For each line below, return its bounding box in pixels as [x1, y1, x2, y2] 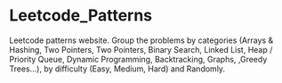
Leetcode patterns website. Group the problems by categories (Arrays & [9, 35, 274, 46]
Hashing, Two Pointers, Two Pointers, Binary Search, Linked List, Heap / [9, 44, 273, 54]
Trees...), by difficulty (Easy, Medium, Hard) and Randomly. [9, 63, 225, 74]
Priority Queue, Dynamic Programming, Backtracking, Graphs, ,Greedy [9, 54, 268, 64]
